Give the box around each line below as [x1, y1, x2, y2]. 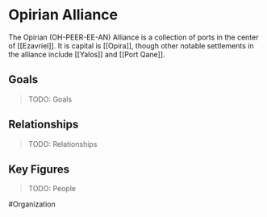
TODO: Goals [27, 94, 73, 104]
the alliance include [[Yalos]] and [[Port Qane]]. [8, 49, 165, 59]
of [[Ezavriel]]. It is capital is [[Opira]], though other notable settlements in [8, 40, 254, 50]
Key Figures [8, 162, 70, 176]
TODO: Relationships [27, 139, 98, 148]
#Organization [8, 199, 56, 209]
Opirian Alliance [8, 6, 119, 24]
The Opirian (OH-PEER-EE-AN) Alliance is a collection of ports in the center [8, 32, 259, 42]
